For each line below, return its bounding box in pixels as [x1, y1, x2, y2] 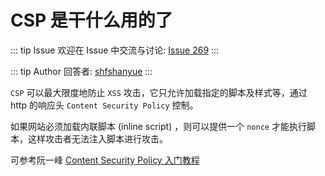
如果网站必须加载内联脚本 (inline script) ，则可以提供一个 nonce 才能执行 [10, 120, 307, 132]
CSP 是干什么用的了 [10, 9, 173, 32]
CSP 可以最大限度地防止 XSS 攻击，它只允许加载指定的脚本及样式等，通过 [10, 86, 308, 98]
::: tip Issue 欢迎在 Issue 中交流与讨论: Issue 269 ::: [10, 44, 220, 56]
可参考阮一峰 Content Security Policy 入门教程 [10, 154, 200, 166]
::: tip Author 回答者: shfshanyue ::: [10, 65, 153, 77]
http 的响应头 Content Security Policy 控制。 [10, 99, 199, 111]
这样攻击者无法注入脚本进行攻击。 [27, 132, 168, 145]
